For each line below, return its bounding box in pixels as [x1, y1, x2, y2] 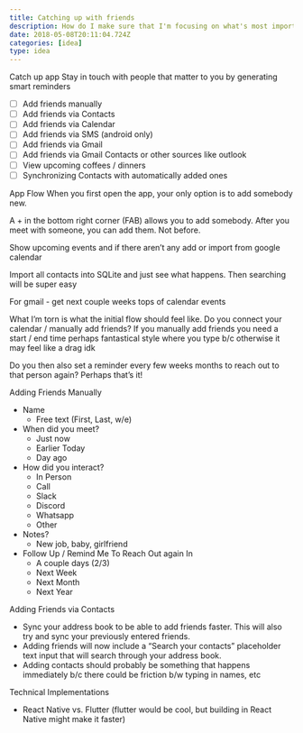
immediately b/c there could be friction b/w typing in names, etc [22, 669, 262, 680]
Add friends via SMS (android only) [22, 129, 153, 140]
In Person [35, 471, 72, 482]
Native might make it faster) [22, 713, 126, 724]
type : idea [9, 47, 50, 56]
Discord [35, 499, 66, 510]
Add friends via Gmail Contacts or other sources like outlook [22, 150, 247, 160]
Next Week [35, 567, 78, 578]
